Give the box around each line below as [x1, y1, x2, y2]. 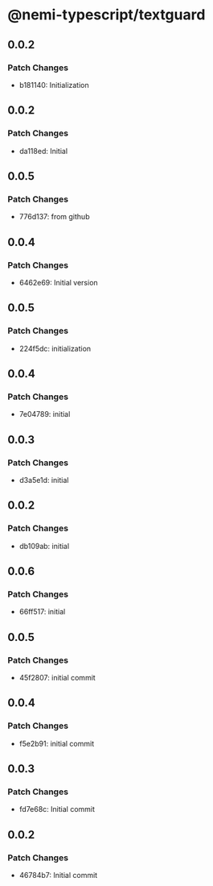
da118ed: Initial [18, 146, 68, 156]
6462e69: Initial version [18, 277, 98, 287]
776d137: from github [18, 212, 90, 222]
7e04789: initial [18, 410, 71, 419]
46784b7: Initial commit [18, 871, 98, 880]
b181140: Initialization [18, 80, 89, 89]
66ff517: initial [18, 607, 66, 617]
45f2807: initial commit [18, 673, 96, 683]
